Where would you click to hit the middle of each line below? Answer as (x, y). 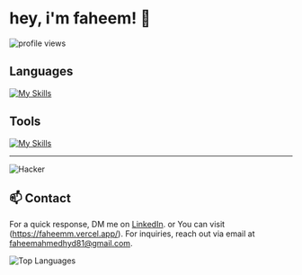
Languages (41, 71)
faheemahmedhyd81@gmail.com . (71, 244)
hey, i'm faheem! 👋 (80, 18)
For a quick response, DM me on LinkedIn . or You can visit (117, 225)
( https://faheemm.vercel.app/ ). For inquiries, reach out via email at (132, 234)
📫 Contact (40, 198)
